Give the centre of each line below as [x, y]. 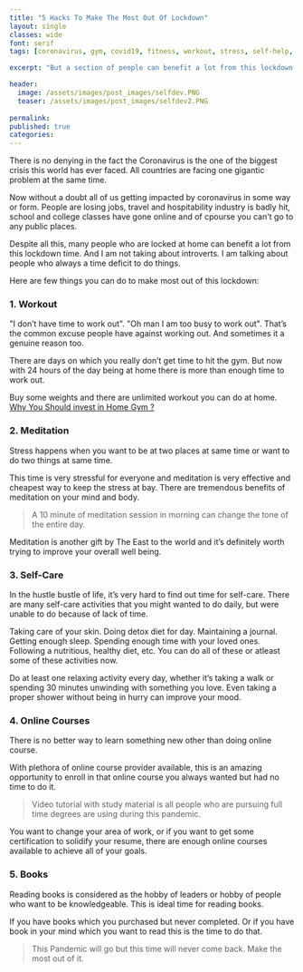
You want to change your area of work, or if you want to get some [132, 831]
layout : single [38, 26]
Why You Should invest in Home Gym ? [82, 407]
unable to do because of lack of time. [79, 614]
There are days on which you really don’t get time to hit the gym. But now [146, 361]
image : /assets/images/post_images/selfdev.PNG [109, 92]
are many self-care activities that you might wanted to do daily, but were [144, 605]
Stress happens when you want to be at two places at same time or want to [150, 451]
